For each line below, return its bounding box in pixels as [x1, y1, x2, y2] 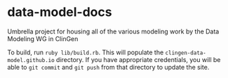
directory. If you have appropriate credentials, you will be [55, 55, 221, 63]
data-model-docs [7, 4, 112, 20]
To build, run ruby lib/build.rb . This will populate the [7, 48, 164, 56]
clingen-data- [165, 49, 207, 56]
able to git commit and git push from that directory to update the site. [7, 63, 210, 71]
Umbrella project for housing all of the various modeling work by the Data [7, 27, 220, 36]
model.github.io [7, 56, 55, 63]
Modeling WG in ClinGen [7, 34, 79, 42]
